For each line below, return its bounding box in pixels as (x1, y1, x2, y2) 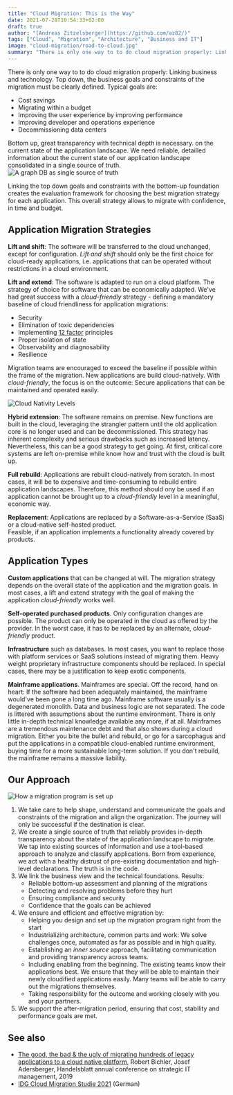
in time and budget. (8, 204, 64, 212)
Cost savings (17, 96, 55, 104)
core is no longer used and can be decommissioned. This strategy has (8, 427, 208, 435)
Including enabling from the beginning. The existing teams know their (28, 961, 226, 969)
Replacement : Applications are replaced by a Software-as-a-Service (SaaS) (8, 513, 225, 521)
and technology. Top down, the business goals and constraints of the (8, 75, 205, 83)
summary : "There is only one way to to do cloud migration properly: (8, 49, 213, 56)
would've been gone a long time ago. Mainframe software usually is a (8, 694, 206, 703)
